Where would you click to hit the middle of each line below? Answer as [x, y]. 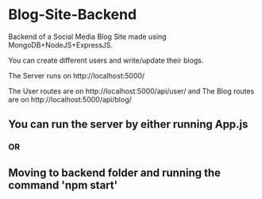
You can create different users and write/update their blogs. [106, 60]
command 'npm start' [63, 185]
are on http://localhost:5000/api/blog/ [70, 99]
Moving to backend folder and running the [114, 172]
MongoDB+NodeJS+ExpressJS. [61, 44]
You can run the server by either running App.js [128, 124]
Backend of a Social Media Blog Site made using [87, 36]
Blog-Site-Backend [73, 15]
